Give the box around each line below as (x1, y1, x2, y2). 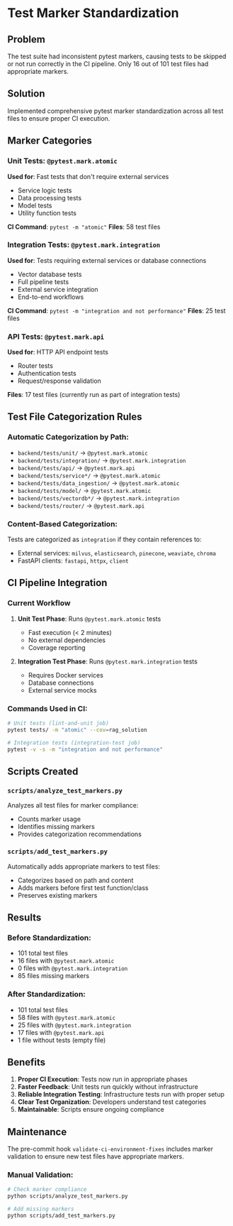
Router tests (17, 362, 53, 370)
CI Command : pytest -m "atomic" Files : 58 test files (7, 222, 161, 231)
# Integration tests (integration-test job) (7, 739, 141, 747)
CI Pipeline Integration (7, 577, 108, 589)
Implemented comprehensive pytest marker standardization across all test (7, 107, 224, 115)
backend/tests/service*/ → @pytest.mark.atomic (17, 471, 161, 479)
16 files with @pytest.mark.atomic (17, 957, 115, 965)
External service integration (17, 285, 98, 293)
